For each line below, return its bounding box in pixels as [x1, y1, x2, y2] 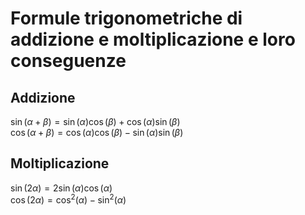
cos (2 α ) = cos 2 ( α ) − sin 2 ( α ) [10, 192, 127, 206]
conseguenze [10, 50, 127, 72]
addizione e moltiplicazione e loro [10, 28, 296, 51]
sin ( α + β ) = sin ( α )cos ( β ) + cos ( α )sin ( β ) [10, 116, 181, 127]
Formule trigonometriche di [10, 7, 243, 30]
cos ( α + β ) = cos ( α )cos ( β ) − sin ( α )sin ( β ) [10, 127, 184, 138]
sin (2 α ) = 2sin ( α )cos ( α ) [10, 182, 113, 194]
